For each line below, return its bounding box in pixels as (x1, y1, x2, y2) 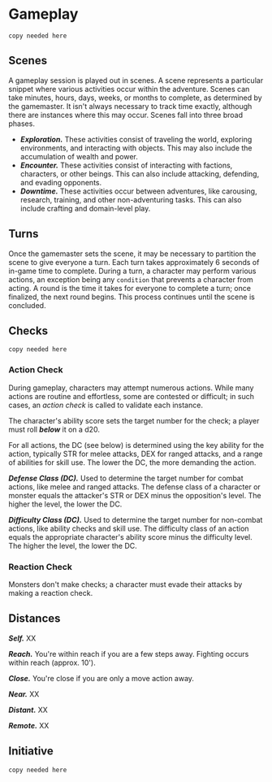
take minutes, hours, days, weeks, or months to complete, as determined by (8, 93, 262, 102)
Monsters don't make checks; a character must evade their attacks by (8, 579, 243, 589)
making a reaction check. (8, 588, 93, 597)
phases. (8, 119, 35, 128)
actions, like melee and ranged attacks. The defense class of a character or (8, 481, 261, 492)
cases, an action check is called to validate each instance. (8, 400, 203, 410)
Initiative (8, 745, 54, 758)
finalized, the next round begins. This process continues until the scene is (8, 292, 256, 302)
